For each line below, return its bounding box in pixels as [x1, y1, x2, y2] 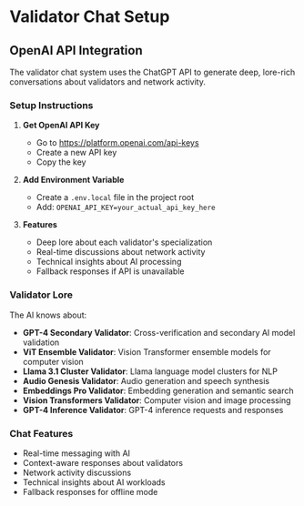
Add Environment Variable [22, 175, 125, 186]
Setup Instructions [9, 98, 94, 111]
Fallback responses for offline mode [22, 486, 158, 497]
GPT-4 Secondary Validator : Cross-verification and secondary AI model [22, 327, 296, 338]
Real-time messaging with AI [22, 448, 130, 459]
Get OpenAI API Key [22, 120, 100, 131]
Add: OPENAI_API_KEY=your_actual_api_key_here [35, 202, 216, 213]
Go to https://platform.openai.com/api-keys [35, 137, 199, 148]
